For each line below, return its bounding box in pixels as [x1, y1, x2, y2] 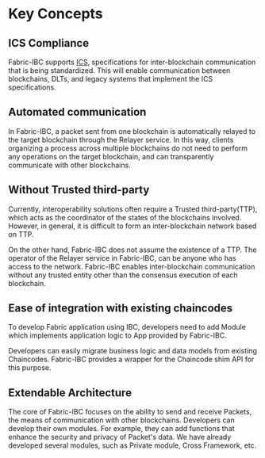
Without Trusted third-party [8, 183, 150, 197]
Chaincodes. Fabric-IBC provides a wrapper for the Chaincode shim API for [8, 354, 255, 364]
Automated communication [8, 105, 147, 119]
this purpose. [8, 363, 52, 372]
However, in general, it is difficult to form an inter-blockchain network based [8, 221, 257, 231]
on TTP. [8, 229, 34, 239]
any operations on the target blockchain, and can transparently [8, 151, 214, 161]
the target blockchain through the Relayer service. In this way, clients [8, 135, 234, 144]
